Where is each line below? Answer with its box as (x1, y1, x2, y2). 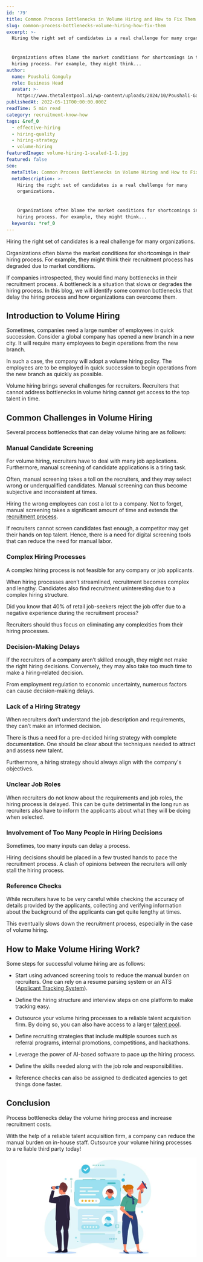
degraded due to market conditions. (6, 262, 95, 269)
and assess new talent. (6, 747, 63, 754)
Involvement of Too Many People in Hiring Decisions (6, 828, 163, 837)
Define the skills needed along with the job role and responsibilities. (14, 1062, 184, 1070)
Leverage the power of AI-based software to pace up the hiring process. (14, 1051, 196, 1058)
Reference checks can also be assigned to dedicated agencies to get (14, 1074, 187, 1082)
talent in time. (6, 395, 40, 402)
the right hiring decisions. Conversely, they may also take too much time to (6, 663, 192, 670)
